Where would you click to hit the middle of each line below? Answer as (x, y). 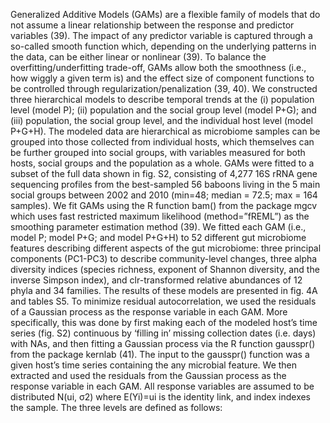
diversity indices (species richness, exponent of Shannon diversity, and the (165, 269)
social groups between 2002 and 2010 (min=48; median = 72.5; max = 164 (164, 195)
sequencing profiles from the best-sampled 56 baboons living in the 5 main (165, 184)
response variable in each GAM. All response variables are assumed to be (162, 386)
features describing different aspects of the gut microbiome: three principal (166, 248)
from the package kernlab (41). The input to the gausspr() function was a (160, 354)
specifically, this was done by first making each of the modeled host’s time (164, 322)
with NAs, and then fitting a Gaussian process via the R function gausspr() (163, 343)
